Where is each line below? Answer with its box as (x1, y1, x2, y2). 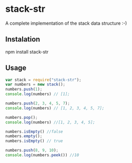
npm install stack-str (5, 48, 49, 55)
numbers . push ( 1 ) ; (5, 87, 43, 92)
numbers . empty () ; (5, 134, 43, 139)
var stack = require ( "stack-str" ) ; (5, 77, 82, 82)
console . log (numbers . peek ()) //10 (5, 153, 80, 158)
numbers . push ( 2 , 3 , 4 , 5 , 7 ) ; (5, 101, 70, 106)
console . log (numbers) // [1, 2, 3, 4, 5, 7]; (5, 105, 104, 111)
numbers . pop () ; (5, 115, 38, 120)
